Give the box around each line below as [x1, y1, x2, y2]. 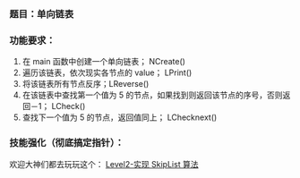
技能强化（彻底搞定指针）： [9, 137, 124, 149]
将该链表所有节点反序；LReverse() [21, 79, 150, 89]
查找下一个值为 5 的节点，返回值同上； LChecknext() [21, 112, 218, 123]
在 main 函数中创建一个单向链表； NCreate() [21, 56, 186, 67]
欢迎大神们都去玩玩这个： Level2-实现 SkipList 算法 [9, 158, 199, 169]
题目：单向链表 [9, 7, 74, 20]
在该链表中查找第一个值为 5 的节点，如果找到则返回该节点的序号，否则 [21, 89, 283, 100]
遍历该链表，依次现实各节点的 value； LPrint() [21, 67, 193, 78]
